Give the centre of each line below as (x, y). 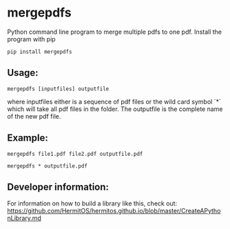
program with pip (32, 39)
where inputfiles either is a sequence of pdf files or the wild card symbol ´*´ (114, 101)
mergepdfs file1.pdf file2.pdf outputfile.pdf (75, 154)
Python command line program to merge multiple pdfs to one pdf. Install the (115, 32)
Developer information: (58, 187)
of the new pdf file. (34, 116)
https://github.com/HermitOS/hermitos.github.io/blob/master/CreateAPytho (114, 211)
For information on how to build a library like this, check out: (92, 203)
